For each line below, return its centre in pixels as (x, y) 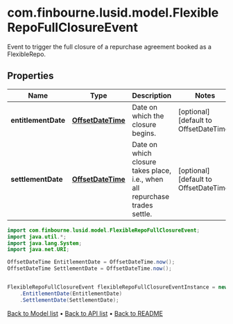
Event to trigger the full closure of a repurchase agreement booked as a (109, 46)
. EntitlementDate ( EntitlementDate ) (71, 293)
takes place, (152, 170)
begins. (144, 133)
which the (148, 116)
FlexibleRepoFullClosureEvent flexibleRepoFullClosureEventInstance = (111, 287)
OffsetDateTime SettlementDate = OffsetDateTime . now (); (89, 268)
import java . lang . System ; (44, 243)
